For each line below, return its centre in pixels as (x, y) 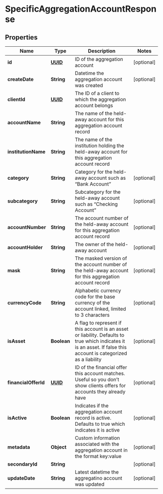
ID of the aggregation (99, 59)
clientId (16, 99)
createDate (21, 79)
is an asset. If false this (101, 347)
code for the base (95, 297)
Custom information (98, 438)
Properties (21, 37)
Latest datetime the (97, 472)
